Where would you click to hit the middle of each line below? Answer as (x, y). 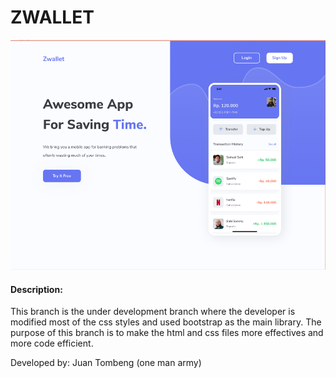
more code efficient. (52, 343)
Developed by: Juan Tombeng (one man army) (106, 363)
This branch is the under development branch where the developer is (153, 312)
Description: (36, 289)
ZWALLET (52, 17)
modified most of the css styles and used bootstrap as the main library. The (166, 322)
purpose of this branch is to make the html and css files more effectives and (167, 333)
